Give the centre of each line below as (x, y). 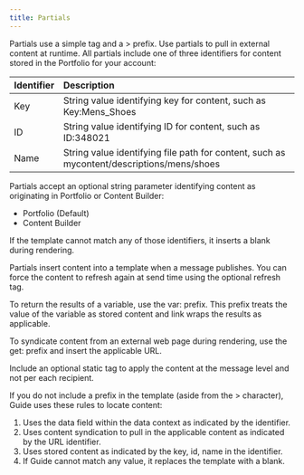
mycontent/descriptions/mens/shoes (141, 164)
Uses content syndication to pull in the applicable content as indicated (153, 432)
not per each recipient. (52, 377)
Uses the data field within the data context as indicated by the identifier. (157, 423)
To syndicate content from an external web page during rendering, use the (148, 341)
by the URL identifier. (62, 442)
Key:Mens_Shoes (100, 111)
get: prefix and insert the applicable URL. (86, 350)
